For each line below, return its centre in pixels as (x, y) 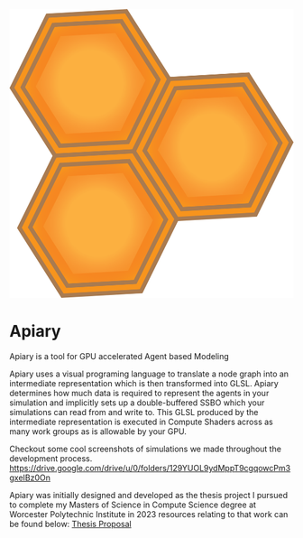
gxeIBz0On (30, 478)
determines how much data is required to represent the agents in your (139, 393)
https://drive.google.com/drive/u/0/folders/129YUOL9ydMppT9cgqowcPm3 (150, 468)
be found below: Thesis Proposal (71, 524)
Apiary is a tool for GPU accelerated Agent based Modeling (119, 356)
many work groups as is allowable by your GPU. (98, 431)
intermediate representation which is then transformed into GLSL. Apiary (144, 383)
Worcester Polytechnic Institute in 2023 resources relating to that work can (149, 514)
